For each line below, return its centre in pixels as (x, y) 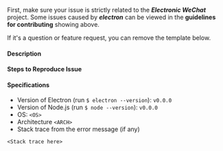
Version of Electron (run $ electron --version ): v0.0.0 (94, 100)
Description (24, 54)
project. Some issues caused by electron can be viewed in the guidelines (111, 17)
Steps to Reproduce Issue (45, 69)
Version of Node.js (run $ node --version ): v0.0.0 (87, 107)
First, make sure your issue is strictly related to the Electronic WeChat (107, 10)
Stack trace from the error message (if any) (79, 129)
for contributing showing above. (53, 24)
